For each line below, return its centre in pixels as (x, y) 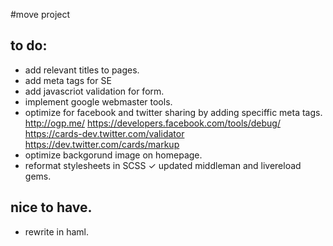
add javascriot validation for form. (94, 91)
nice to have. (51, 207)
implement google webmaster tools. (98, 101)
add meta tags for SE (68, 80)
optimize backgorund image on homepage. (113, 155)
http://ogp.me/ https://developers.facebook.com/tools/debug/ (152, 123)
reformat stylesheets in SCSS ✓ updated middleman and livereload (163, 165)
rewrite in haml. (56, 231)
